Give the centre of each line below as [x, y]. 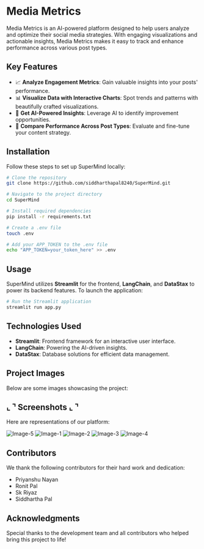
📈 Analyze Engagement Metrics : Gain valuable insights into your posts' [107, 82]
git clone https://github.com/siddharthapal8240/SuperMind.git [89, 183]
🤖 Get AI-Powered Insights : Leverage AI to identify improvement [97, 113]
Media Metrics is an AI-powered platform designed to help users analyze [98, 28]
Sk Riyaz [26, 493]
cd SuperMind [23, 200]
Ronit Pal [26, 486]
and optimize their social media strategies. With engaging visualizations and [102, 34]
